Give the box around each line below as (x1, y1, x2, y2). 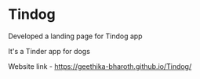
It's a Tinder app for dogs (8, 46, 90, 56)
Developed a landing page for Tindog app (8, 31, 143, 41)
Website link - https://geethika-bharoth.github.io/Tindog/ (8, 61, 192, 71)
